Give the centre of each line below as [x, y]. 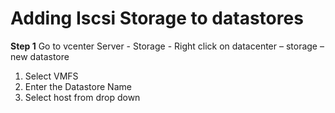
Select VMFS [51, 76]
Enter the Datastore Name [78, 86]
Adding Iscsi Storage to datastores [157, 18]
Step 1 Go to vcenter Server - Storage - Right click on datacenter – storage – [167, 46]
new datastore [40, 56]
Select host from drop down [82, 97]
